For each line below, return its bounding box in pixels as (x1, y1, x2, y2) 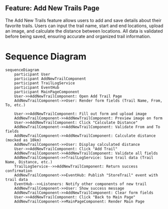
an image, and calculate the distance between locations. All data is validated (5, 28, 163, 34)
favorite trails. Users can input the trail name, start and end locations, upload (5, 23, 163, 29)
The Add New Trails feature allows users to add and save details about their (5, 17, 162, 23)
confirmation (5, 168, 33, 173)
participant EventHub (14, 85, 59, 90)
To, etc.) (5, 102, 26, 107)
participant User (14, 72, 51, 77)
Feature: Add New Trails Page (5, 4, 100, 13)
